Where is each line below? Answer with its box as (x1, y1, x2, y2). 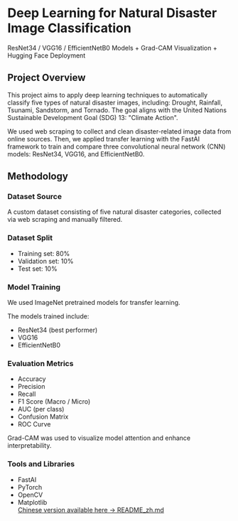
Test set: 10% (17, 264, 58, 273)
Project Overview (7, 72, 86, 84)
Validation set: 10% (17, 257, 74, 265)
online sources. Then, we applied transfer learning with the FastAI (7, 134, 200, 143)
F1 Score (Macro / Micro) (17, 397, 91, 406)
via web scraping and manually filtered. (7, 215, 123, 224)
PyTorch (17, 483, 43, 491)
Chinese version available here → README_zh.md (17, 505, 165, 514)
